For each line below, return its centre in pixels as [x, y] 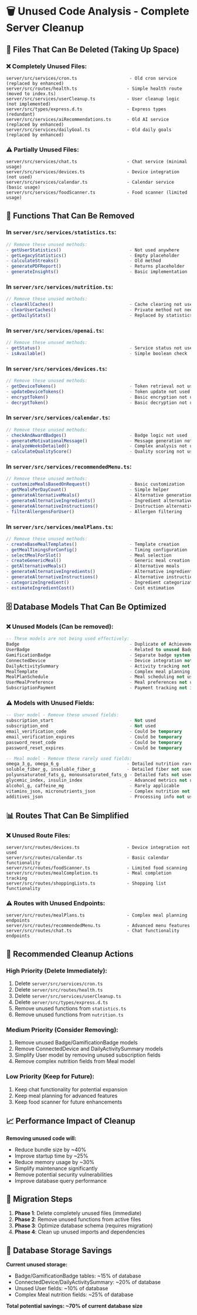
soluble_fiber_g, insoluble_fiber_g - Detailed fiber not [93, 770]
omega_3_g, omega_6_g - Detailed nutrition [93, 764]
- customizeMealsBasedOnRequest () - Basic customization [95, 484]
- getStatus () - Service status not [94, 348]
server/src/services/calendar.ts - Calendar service [90, 183]
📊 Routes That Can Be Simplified [67, 816]
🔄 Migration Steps [39, 1199]
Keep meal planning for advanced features [66, 1095]
